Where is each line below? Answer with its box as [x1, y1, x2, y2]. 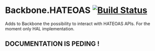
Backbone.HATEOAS [5, 5, 91, 16]
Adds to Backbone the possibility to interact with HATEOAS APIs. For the [5, 21, 150, 26]
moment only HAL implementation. [5, 25, 75, 31]
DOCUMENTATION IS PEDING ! [5, 40, 100, 48]
